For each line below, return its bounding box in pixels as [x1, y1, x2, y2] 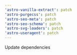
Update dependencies [4, 44, 50, 50]
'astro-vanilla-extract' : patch [4, 7, 72, 12]
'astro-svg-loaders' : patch [4, 26, 63, 31]
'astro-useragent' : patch [4, 30, 58, 35]
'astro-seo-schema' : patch [4, 21, 61, 26]
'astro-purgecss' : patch [4, 12, 56, 17]
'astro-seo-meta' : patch [4, 16, 56, 21]
